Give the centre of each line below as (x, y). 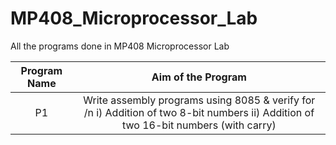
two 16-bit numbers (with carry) (199, 125)
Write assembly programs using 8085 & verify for (199, 100)
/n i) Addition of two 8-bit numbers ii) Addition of (199, 112)
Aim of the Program (199, 77)
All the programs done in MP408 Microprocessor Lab (120, 46)
